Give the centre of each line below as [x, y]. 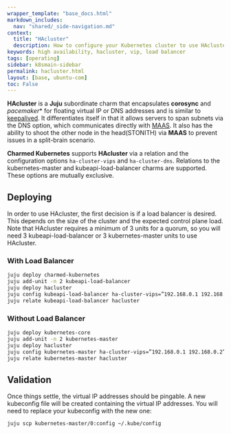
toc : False [23, 84]
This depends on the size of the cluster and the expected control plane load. [115, 221]
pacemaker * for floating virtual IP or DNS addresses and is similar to [104, 111]
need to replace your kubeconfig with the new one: [79, 411]
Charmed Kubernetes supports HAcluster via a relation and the [98, 154]
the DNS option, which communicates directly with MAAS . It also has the [110, 125]
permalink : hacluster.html [46, 71]
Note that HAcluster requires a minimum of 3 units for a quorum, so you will [114, 229]
